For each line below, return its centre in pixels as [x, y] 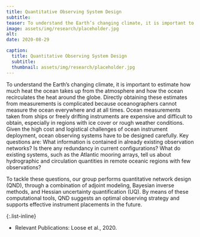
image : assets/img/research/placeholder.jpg [63, 28]
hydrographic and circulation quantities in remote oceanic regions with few [99, 161]
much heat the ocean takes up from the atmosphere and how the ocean [95, 91]
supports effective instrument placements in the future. [74, 204]
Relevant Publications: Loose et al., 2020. [66, 227]
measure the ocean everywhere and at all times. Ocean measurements [93, 110]
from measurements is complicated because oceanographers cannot [91, 103]
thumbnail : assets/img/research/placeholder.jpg [73, 67]
